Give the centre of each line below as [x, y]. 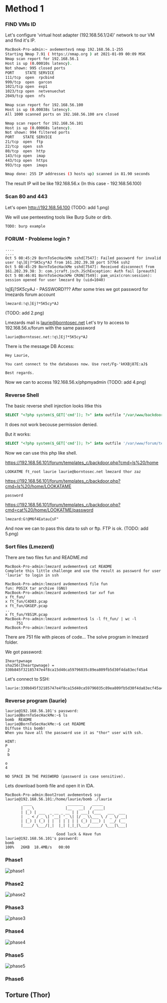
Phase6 [14, 979]
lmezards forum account [30, 294]
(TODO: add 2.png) [25, 313]
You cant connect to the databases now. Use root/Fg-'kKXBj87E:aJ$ [77, 364]
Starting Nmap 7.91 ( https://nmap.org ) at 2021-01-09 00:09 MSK [75, 54]
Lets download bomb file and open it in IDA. [50, 786]
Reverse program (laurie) [36, 701]
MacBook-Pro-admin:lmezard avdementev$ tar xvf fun [60, 593]
